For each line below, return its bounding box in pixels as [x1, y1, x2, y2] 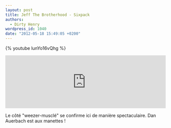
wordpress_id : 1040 [5, 27, 47, 32]
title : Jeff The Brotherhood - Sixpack [5, 12, 90, 17]
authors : [5, 17, 24, 22]
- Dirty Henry [10, 21, 40, 27]
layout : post [5, 7, 33, 13]
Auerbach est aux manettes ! [5, 118, 66, 124]
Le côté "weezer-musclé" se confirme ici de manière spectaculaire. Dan [5, 113, 156, 118]
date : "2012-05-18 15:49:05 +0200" [5, 31, 81, 36]
